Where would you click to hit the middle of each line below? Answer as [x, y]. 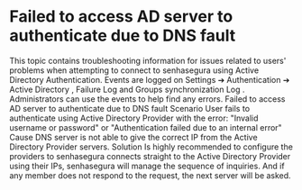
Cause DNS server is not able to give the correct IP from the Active [134, 137]
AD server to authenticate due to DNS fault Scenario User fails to [130, 108]
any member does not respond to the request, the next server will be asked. [150, 175]
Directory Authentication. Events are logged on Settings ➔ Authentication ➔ [150, 79]
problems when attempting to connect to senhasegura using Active [134, 70]
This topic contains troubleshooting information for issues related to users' [148, 60]
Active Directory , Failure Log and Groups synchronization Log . [127, 89]
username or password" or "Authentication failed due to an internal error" [146, 127]
